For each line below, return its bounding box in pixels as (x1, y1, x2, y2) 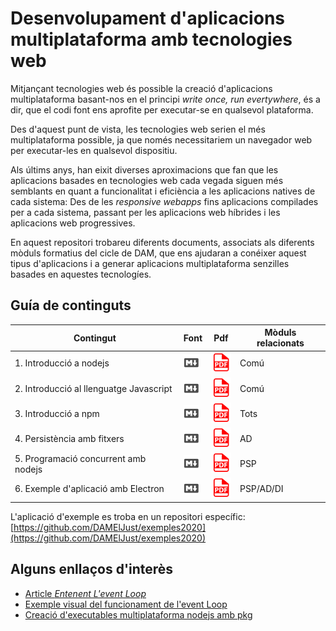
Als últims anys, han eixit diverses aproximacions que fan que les (10, 163, 279, 176)
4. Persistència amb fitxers (14, 432, 125, 444)
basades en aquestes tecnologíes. (10, 268, 152, 280)
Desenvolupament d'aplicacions (10, 7, 285, 30)
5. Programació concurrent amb (14, 452, 147, 464)
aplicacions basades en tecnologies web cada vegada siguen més (10, 174, 284, 186)
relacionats (256, 337, 305, 349)
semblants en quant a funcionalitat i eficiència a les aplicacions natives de (10, 185, 316, 197)
